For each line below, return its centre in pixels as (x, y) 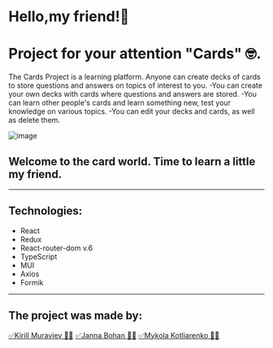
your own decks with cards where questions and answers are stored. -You (133, 94)
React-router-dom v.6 (56, 248)
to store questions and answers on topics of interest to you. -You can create (135, 85)
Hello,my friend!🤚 (69, 17)
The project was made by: (76, 316)
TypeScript (39, 256)
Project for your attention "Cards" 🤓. (135, 54)
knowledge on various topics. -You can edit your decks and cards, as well (132, 111)
